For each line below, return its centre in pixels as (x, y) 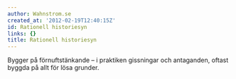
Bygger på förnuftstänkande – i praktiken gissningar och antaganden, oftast (118, 60)
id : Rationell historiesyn (47, 27)
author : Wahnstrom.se (39, 14)
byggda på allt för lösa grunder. (53, 68)
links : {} (22, 34)
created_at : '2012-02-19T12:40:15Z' (61, 20)
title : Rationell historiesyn (52, 40)
